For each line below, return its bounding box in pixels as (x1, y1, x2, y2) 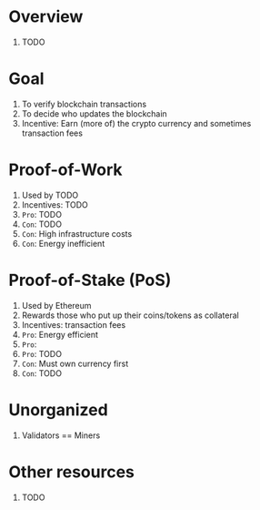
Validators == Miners (21, 430, 101, 441)
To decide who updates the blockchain (21, 107, 167, 119)
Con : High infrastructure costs (21, 228, 133, 239)
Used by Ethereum (21, 300, 92, 311)
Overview (8, 6, 84, 27)
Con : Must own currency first (21, 358, 129, 369)
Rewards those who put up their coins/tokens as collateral (21, 310, 240, 321)
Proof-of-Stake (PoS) (8, 270, 172, 291)
